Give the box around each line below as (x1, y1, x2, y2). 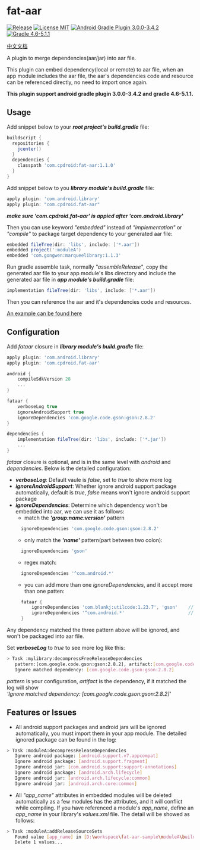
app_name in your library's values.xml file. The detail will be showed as (15, 810, 191, 817)
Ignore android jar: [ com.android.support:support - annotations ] (14, 764, 177, 770)
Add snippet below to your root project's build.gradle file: (7, 123, 150, 130)
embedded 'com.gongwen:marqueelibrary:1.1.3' (7, 253, 121, 259)
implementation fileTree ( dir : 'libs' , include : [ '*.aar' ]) (7, 288, 156, 294)
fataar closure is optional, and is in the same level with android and (7, 458, 171, 465)
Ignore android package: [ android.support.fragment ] (14, 758, 148, 765)
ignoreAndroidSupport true (17, 409, 84, 415)
